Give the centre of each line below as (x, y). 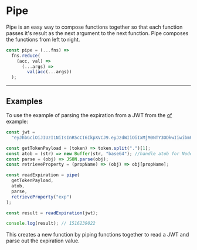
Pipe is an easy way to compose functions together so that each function (94, 27)
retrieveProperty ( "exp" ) (42, 197)
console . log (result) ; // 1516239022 (51, 224)
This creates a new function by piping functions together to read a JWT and (98, 235)
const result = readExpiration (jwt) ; (52, 213)
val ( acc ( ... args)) (50, 72)
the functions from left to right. (43, 39)
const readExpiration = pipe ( (43, 175)
